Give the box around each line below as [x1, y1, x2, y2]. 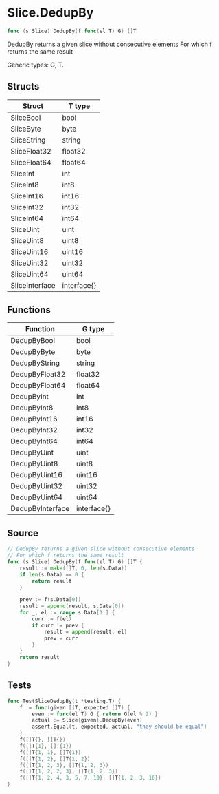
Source [7, 527, 39, 539]
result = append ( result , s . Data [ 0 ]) [19, 603, 125, 610]
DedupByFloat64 [10, 381, 66, 390]
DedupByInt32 [10, 426, 58, 435]
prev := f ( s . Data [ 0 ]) [19, 596, 81, 603]
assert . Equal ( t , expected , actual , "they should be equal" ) [32, 723, 207, 731]
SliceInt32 [10, 202, 44, 211]
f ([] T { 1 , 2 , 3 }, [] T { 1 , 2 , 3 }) [19, 762, 109, 769]
